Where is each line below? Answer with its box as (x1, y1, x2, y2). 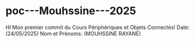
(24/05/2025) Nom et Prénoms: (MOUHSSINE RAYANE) (5, 30, 141, 37)
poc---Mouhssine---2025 (5, 4, 137, 18)
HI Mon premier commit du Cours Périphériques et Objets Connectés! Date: (5, 24, 190, 31)
